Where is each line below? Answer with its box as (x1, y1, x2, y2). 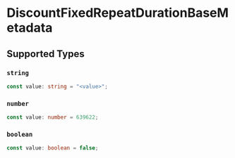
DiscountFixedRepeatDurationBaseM (6, 5, 229, 21)
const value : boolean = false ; (6, 145, 99, 152)
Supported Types (6, 48, 85, 60)
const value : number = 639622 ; (6, 114, 99, 121)
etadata (6, 20, 53, 36)
